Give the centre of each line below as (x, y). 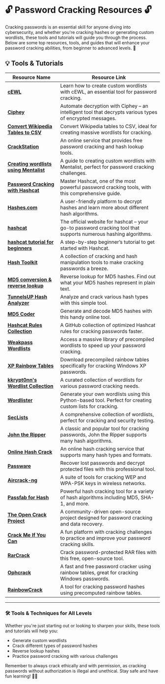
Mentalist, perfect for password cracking (107, 167)
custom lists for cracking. (89, 406)
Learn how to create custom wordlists (104, 86)
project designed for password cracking (106, 518)
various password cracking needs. (100, 386)
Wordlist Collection (30, 386)
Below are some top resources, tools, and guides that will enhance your (77, 42)
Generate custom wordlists (40, 641)
